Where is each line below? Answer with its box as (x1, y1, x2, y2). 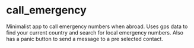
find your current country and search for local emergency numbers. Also (6, 29, 184, 36)
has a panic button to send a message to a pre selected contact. (6, 35, 163, 42)
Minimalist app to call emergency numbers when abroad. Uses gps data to (6, 23, 188, 30)
